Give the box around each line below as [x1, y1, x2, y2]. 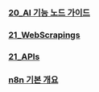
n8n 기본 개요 [8, 74, 59, 86]
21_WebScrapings [8, 29, 80, 40]
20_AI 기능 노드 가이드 [8, 6, 91, 18]
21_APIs [8, 51, 40, 62]
